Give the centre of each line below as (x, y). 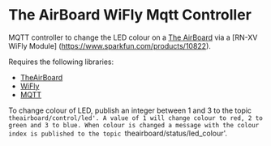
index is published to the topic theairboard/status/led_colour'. (118, 133)
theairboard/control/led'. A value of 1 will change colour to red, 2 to (136, 118)
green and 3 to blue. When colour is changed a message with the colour (134, 125)
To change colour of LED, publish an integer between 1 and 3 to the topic (130, 110)
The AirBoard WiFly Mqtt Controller (130, 15)
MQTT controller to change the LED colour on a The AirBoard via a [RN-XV (133, 37)
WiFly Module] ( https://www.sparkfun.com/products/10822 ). (110, 45)
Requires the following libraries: (61, 62)
